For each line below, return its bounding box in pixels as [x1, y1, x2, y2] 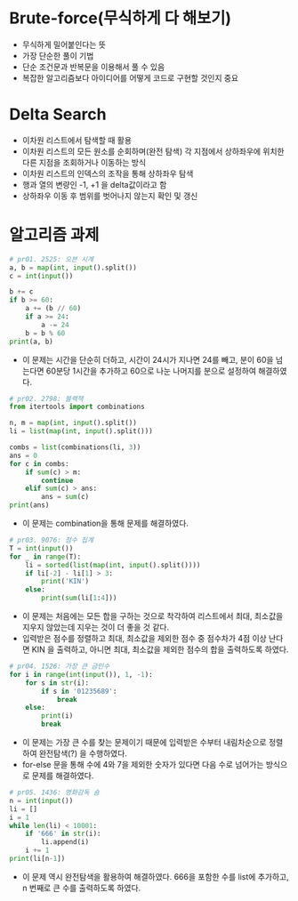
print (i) [41, 712, 74, 720]
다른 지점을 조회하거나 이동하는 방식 [21, 157, 147, 167]
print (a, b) [9, 337, 53, 346]
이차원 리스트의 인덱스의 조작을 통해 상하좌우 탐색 [21, 168, 194, 179]
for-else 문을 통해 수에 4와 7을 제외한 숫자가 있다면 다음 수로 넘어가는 [21, 760, 264, 770]
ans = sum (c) [41, 493, 90, 502]
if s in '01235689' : [41, 687, 117, 696]
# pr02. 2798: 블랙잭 [9, 394, 85, 403]
